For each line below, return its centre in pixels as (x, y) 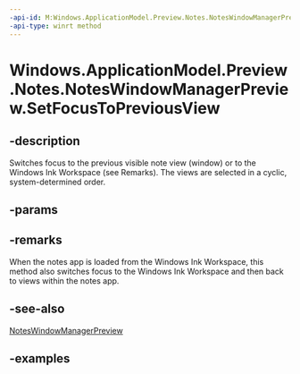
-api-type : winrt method (55, 26)
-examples (40, 358)
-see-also (37, 309)
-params (33, 210)
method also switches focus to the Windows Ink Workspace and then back (146, 271)
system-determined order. (57, 182)
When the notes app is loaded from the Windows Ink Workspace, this (137, 261)
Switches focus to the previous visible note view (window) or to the (133, 163)
